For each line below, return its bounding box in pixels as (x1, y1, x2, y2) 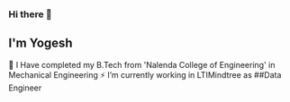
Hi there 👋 (8, 8, 53, 21)
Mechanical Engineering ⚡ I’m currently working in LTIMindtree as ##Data (8, 69, 282, 80)
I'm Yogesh (8, 36, 73, 51)
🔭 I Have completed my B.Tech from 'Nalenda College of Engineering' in (8, 59, 276, 70)
